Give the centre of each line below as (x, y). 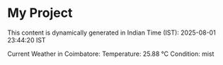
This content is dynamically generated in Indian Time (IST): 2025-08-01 (111, 32)
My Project (40, 13)
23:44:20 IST (27, 40)
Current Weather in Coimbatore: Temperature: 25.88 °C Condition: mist (111, 54)
